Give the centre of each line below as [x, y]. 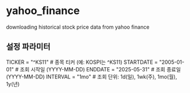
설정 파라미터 [28, 47]
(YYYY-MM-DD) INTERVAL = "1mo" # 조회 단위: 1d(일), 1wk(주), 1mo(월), [91, 77]
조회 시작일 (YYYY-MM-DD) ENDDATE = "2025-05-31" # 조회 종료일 [100, 69]
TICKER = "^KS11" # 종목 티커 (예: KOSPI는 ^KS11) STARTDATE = [82, 62]
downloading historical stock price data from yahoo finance [78, 27]
